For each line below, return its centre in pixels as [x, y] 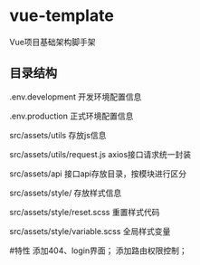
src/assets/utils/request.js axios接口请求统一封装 [100, 154]
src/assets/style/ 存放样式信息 [66, 193]
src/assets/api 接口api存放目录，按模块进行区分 [98, 174]
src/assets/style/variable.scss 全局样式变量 [90, 231]
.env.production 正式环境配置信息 [71, 116]
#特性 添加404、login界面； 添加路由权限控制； [98, 251]
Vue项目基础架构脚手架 [53, 42]
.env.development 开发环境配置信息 [76, 97]
